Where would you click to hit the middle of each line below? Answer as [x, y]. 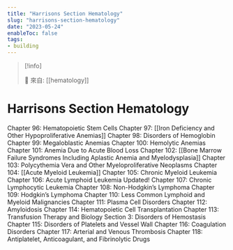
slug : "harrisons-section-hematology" [63, 20]
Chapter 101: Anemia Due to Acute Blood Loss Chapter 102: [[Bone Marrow [114, 150]
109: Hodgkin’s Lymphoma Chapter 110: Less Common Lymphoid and [106, 194]
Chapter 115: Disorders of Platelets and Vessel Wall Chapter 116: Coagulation [117, 224]
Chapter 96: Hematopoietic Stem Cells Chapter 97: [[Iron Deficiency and [111, 128]
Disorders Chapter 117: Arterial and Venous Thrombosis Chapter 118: [105, 231]
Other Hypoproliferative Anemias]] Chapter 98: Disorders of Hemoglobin [111, 135]
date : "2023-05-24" [36, 26]
